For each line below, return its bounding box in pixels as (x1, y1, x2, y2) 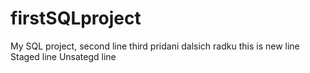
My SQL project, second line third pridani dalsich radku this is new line (10, 40, 300, 52)
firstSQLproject (10, 7, 142, 30)
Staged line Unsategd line (10, 50, 117, 62)
